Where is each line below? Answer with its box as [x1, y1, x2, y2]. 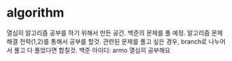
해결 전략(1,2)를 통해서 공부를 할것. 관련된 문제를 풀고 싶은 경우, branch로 [6, 37, 207, 46]
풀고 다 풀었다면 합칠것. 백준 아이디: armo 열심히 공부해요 [13, 46, 171, 54]
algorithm [6, 5, 64, 21]
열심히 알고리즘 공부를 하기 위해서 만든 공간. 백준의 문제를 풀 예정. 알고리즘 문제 [6, 28, 224, 37]
